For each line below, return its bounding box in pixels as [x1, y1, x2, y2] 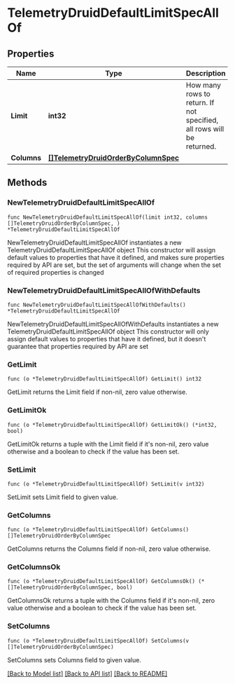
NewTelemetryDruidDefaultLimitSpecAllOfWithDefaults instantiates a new [7, 320, 219, 328]
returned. [185, 142, 217, 151]
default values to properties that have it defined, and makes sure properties [7, 253, 225, 261]
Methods [7, 177, 48, 189]
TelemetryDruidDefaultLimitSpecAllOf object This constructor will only [7, 327, 210, 336]
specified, [185, 116, 219, 125]
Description [185, 69, 226, 78]
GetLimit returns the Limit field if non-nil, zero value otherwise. [7, 388, 187, 397]
